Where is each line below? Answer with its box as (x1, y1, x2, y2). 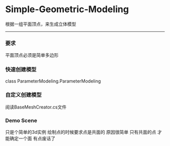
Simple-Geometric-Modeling (5, 4, 129, 15)
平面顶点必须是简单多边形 (5, 52, 59, 58)
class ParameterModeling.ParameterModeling (5, 78, 101, 84)
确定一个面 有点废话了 (9, 135, 56, 141)
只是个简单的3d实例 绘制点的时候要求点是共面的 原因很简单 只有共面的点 (5, 129, 157, 135)
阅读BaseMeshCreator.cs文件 (5, 104, 67, 110)
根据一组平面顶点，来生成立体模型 (5, 21, 76, 27)
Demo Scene (5, 117, 37, 124)
